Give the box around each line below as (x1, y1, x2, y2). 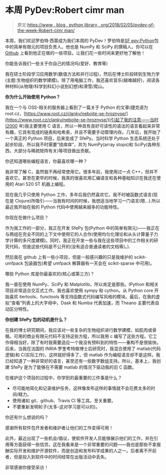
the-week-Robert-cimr (17, 27, 63, 33)
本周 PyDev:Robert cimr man (5, 4, 124, 16)
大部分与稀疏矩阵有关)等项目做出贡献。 (13, 147, 94, 153)
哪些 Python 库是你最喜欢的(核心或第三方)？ (5, 271, 95, 277)
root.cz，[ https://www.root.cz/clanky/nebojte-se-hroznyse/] (5, 110, 128, 116)
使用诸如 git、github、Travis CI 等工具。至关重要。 (12, 397, 116, 403)
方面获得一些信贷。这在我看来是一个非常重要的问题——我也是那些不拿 (13, 441, 157, 447)
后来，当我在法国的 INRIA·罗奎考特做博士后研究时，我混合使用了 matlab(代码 (5, 345, 161, 351)
